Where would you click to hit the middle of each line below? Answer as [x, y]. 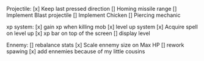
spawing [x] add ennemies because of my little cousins [76, 51]
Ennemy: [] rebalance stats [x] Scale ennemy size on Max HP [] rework [95, 45]
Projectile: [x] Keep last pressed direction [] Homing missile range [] [92, 9]
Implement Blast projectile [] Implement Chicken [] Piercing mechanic [93, 15]
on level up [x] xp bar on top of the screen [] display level [78, 33]
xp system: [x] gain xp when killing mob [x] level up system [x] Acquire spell [102, 27]
